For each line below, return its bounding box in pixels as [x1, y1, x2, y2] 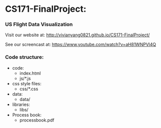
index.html [19, 70, 41, 76]
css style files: [12, 80, 42, 86]
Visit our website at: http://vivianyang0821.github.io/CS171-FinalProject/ [5, 32, 150, 38]
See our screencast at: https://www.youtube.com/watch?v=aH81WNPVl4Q [5, 42, 156, 48]
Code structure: [5, 54, 44, 61]
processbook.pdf [19, 117, 54, 123]
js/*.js [19, 75, 31, 81]
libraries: [12, 102, 30, 107]
